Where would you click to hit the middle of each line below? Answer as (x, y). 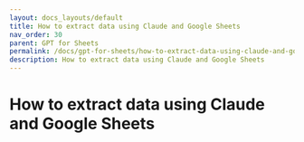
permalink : (30, 52)
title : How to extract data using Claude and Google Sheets (125, 26)
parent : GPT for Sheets (54, 43)
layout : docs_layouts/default (66, 18)
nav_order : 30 (36, 34)
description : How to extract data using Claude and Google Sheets (137, 60)
